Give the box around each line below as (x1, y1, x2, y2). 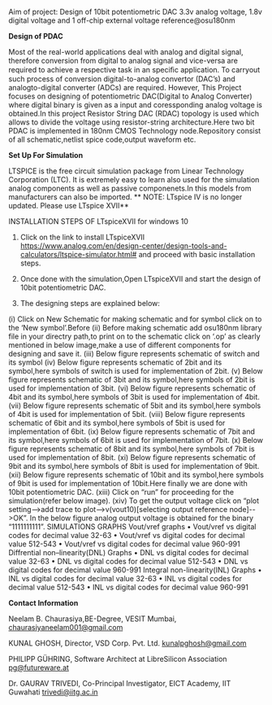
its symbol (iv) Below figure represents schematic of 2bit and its (8, 357, 222, 367)
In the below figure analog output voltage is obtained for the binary (29, 513, 254, 523)
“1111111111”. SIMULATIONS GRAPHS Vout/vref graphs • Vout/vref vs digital (8, 522, 257, 532)
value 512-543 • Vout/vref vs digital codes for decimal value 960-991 (8, 539, 241, 549)
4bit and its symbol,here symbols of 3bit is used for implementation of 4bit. (8, 392, 260, 401)
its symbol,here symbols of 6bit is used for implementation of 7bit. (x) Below (8, 436, 264, 444)
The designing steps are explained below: (19, 299, 161, 308)
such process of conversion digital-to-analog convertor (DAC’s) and (8, 74, 235, 84)
